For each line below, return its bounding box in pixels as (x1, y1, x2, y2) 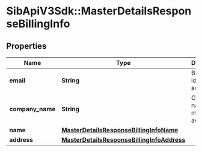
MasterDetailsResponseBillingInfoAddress (61, 136, 186, 144)
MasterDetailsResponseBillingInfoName (61, 126, 179, 134)
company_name (9, 105, 56, 113)
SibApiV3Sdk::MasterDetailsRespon (6, 4, 192, 18)
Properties (6, 41, 47, 51)
